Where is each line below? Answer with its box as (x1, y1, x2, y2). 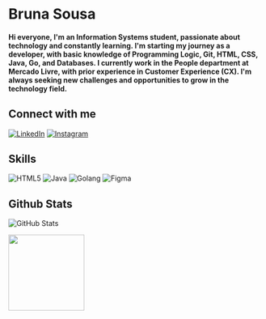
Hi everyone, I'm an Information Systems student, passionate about (8, 32, 241, 41)
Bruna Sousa (8, 5, 96, 23)
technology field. (8, 83, 67, 93)
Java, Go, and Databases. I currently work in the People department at (8, 57, 249, 67)
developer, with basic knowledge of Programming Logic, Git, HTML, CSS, (8, 49, 259, 59)
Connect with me (8, 107, 97, 121)
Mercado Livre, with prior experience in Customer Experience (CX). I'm (8, 66, 252, 76)
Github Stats (8, 197, 73, 211)
